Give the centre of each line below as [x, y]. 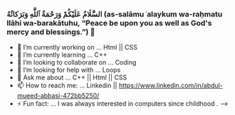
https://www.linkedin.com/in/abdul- [171, 86]
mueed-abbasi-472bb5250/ [58, 96]
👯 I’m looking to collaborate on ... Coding [77, 62]
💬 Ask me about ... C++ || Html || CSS [72, 77]
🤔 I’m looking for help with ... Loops [69, 70]
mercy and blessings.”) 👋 [51, 32]
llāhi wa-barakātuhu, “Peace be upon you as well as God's [109, 23]
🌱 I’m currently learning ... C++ [62, 55]
